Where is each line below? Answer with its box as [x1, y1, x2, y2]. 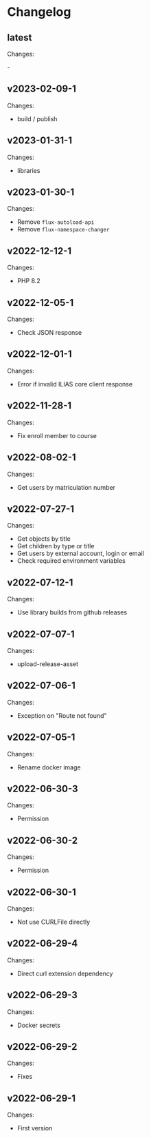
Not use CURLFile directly [16, 918, 91, 926]
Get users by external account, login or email [16, 549, 144, 558]
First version [16, 1124, 53, 1132]
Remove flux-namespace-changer [16, 225, 110, 234]
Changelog [7, 4, 71, 20]
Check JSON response [16, 329, 82, 337]
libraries [16, 166, 40, 174]
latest [7, 32, 32, 43]
